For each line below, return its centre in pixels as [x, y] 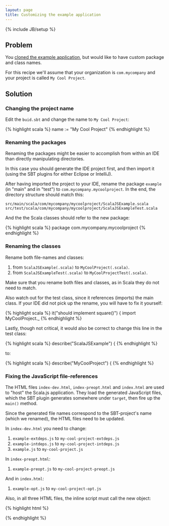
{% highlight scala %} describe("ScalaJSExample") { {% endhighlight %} [81, 343]
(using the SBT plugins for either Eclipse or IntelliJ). [59, 174]
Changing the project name [40, 108]
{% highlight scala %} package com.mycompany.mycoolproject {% [75, 228]
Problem [19, 45]
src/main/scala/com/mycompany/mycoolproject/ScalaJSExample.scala [77, 204]
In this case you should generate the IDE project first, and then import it [80, 169]
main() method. [22, 403]
